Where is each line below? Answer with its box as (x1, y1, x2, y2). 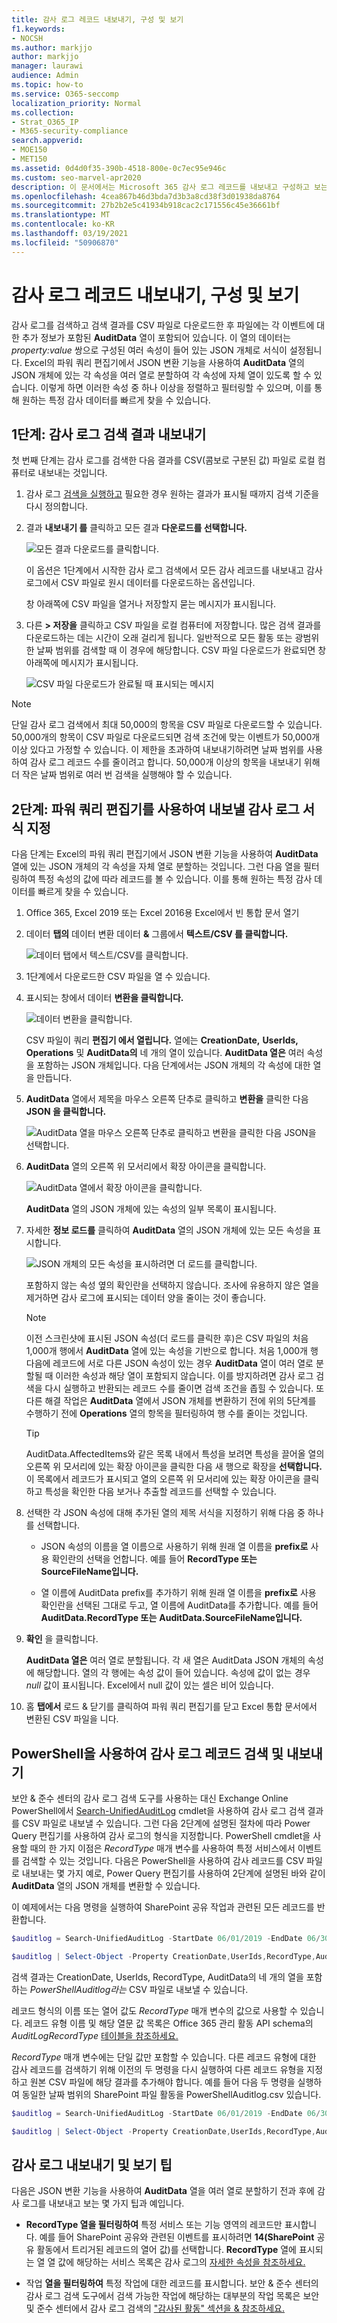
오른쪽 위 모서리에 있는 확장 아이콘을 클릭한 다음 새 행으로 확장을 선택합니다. (25, 1461, 323, 1473)
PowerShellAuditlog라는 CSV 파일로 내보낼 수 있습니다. (29, 1983, 249, 1995)
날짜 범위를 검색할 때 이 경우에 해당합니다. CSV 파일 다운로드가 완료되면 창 (36, 644, 327, 656)
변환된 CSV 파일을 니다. (25, 1713, 119, 1725)
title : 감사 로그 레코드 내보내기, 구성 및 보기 (11, 14, 184, 25)
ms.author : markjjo (11, 42, 93, 53)
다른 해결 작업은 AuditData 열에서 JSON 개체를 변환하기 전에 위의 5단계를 (25, 1395, 317, 1407)
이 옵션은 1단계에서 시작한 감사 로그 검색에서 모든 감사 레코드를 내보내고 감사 (25, 564, 323, 576)
